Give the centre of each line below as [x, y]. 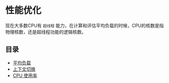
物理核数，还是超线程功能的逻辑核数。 [46, 32]
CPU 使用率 [25, 75]
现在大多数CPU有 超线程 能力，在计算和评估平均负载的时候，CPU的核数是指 [84, 25]
